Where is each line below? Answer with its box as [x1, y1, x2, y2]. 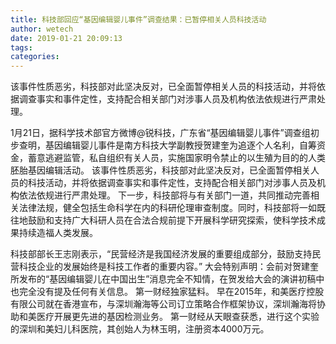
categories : [10, 52, 60, 62]
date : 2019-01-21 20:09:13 [10, 33, 123, 43]
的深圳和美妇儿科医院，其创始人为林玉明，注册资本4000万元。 [10, 323, 270, 335]
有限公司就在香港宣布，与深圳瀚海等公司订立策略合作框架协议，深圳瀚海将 [10, 298, 317, 310]
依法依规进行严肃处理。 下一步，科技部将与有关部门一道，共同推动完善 [18, 189, 311, 201]
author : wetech [10, 24, 74, 34]
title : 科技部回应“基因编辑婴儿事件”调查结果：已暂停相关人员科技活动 [10, 14, 267, 25]
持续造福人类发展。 [18, 227, 98, 239]
